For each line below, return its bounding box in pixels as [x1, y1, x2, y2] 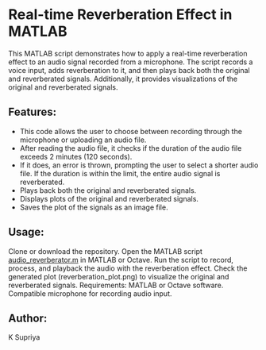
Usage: [8, 225, 45, 239]
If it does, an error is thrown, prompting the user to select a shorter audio [19, 160, 259, 170]
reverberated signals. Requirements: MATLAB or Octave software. [8, 280, 224, 290]
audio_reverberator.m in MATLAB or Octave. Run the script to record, [8, 255, 234, 264]
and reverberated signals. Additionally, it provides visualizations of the [8, 74, 238, 83]
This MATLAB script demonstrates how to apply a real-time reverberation [8, 48, 248, 58]
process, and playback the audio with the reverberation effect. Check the [8, 263, 248, 273]
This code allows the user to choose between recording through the [19, 126, 242, 136]
